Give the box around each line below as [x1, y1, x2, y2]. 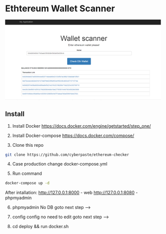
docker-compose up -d [5, 181, 50, 186]
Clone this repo [12, 142, 43, 148]
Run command [12, 170, 42, 176]
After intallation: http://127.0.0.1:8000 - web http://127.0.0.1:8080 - [5, 190, 138, 196]
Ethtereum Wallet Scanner [5, 3, 115, 14]
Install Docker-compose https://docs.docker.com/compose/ [12, 133, 134, 138]
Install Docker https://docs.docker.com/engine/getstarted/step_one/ [12, 123, 151, 129]
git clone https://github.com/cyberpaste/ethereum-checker [5, 152, 129, 157]
